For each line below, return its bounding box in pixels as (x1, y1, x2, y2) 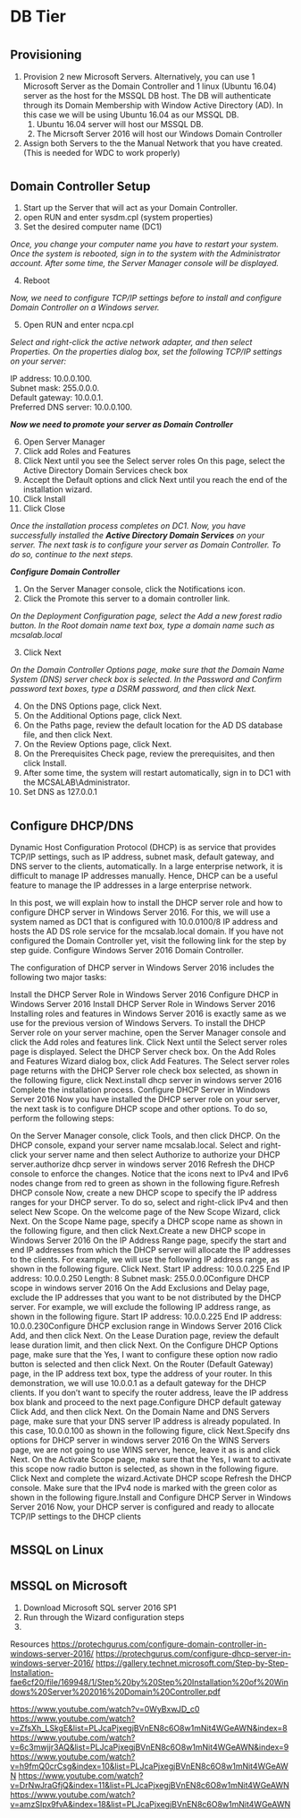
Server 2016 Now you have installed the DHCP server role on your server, (10, 1094, 280, 1105)
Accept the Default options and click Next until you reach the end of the (22, 475, 288, 486)
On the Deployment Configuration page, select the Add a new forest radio (10, 611, 282, 622)
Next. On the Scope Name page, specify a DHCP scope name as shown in (10, 1216, 284, 1227)
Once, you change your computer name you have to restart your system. (10, 239, 280, 250)
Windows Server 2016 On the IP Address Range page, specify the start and (10, 1235, 287, 1246)
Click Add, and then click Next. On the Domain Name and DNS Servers (10, 1407, 271, 1417)
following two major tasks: (10, 972, 107, 983)
